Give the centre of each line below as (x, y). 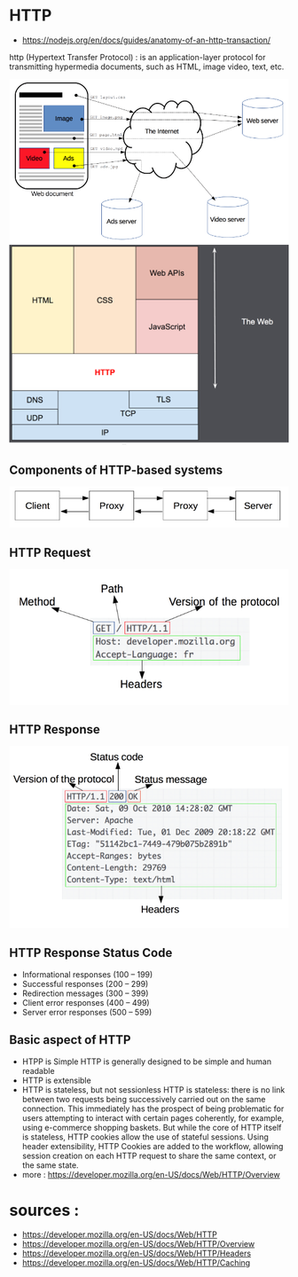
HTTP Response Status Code (91, 953)
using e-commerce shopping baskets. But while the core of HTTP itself (152, 1127)
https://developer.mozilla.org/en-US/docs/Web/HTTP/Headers (136, 1253)
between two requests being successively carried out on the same (144, 1099)
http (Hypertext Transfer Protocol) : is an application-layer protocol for (137, 57)
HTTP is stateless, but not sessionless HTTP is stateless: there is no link (153, 1089)
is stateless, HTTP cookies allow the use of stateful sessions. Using (145, 1137)
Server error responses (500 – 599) (87, 1012)
